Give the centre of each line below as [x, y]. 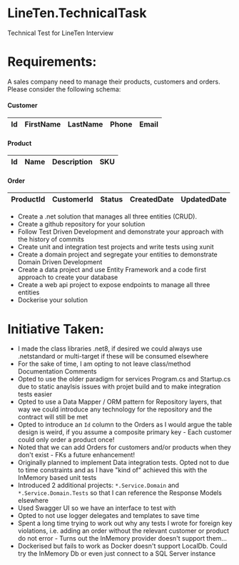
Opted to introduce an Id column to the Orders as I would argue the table [125, 425]
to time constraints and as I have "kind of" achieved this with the [112, 470]
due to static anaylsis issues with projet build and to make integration [119, 386]
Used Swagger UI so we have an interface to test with [97, 508]
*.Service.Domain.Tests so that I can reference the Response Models [120, 493]
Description [72, 162]
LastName [85, 124]
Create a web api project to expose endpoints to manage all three [114, 285]
